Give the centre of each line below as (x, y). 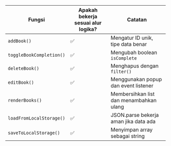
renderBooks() (25, 100)
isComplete (124, 58)
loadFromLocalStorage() (37, 118)
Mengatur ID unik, (132, 38)
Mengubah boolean (134, 52)
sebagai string (128, 136)
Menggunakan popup (136, 79)
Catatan (137, 20)
